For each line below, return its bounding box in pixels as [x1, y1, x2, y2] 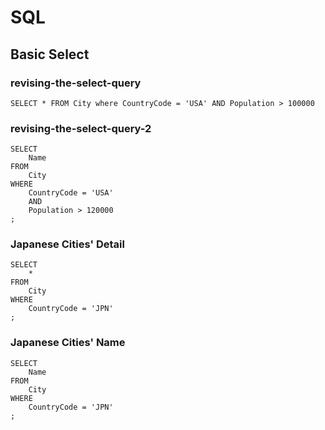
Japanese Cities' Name [10, 336, 126, 350]
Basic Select [10, 46, 90, 63]
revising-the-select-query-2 [10, 121, 152, 135]
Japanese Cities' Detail [10, 237, 125, 251]
